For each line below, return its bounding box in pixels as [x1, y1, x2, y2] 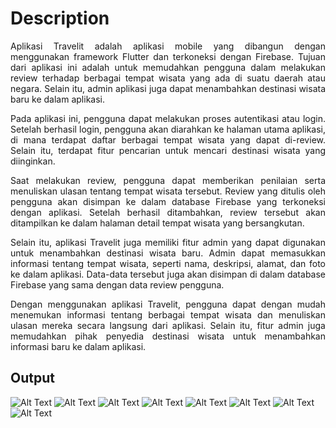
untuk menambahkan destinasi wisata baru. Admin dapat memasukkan [10, 247, 326, 259]
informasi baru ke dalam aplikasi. [10, 340, 147, 352]
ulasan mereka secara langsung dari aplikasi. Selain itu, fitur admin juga [10, 319, 326, 331]
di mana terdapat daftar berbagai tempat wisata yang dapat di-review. [10, 133, 326, 146]
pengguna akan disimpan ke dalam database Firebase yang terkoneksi [10, 195, 326, 207]
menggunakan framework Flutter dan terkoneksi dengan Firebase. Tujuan [10, 50, 326, 62]
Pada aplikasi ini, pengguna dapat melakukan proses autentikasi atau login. [10, 112, 326, 124]
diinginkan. [10, 155, 56, 167]
